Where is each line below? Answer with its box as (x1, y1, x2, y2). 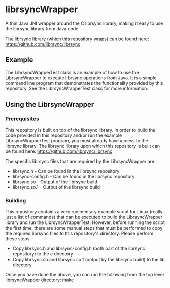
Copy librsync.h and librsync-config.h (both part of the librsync (12, 245, 146, 251)
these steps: (5, 235, 31, 242)
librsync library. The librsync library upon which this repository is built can (5, 143, 160, 149)
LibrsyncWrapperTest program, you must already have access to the (5, 138, 148, 144)
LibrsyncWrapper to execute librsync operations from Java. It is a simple (5, 75, 157, 81)
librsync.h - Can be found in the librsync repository (12, 168, 120, 174)
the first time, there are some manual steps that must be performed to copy (5, 225, 163, 231)
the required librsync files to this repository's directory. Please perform (5, 230, 154, 236)
